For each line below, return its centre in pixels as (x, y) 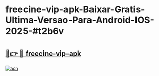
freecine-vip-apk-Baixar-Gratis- (75, 9)
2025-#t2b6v (35, 31)
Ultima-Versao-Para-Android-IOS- (80, 20)
